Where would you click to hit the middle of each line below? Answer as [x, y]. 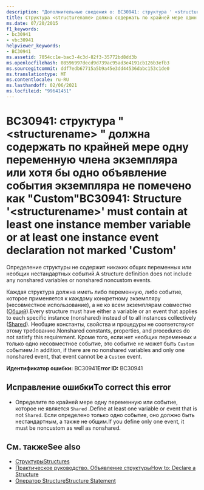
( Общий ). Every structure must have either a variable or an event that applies [102, 311]
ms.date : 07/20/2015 [32, 23]
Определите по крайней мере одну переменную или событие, [96, 402]
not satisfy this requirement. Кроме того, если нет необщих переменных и [102, 337]
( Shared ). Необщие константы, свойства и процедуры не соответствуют [100, 324]
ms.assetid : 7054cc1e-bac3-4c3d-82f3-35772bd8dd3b [72, 57]
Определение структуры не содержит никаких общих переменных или [99, 267]
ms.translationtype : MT [36, 74]
